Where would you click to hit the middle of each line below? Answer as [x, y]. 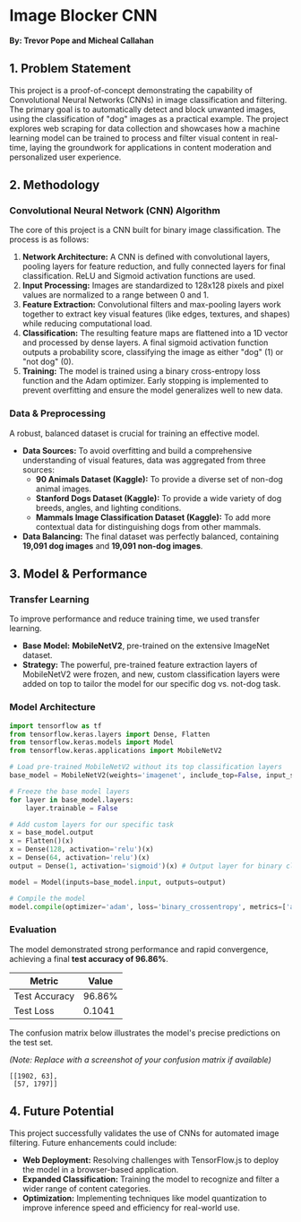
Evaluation [33, 930]
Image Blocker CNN [84, 16]
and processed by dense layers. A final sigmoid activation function [145, 342]
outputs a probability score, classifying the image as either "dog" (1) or [153, 352]
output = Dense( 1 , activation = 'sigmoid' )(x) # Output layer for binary [146, 866]
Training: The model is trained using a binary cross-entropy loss [142, 371]
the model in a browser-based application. [100, 1169]
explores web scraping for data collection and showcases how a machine [145, 128]
